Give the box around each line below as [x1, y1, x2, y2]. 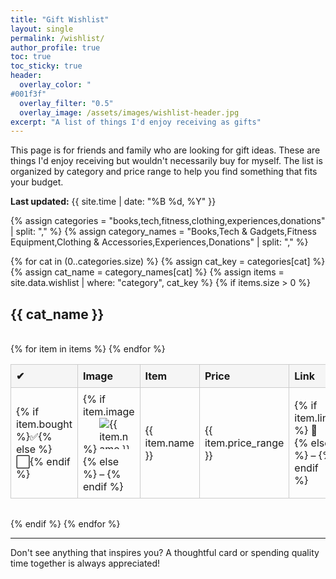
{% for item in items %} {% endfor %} [10, 343, 166, 355]
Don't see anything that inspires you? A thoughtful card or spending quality [10, 547, 320, 559]
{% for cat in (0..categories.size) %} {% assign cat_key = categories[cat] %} [10, 256, 326, 268]
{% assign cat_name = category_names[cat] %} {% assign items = [10, 266, 285, 278]
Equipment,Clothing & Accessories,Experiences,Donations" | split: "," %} [10, 236, 309, 248]
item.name [144, 436, 195, 450]
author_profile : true [10, 42, 101, 53]
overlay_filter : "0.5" [19, 98, 114, 108]
